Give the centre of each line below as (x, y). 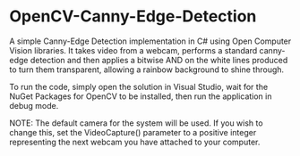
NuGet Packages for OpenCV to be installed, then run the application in (141, 96)
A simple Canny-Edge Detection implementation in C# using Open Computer (150, 41)
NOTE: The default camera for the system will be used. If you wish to (136, 123)
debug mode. (34, 105)
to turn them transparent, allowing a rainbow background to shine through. (147, 70)
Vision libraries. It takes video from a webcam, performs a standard (133, 50)
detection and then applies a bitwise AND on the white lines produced (159, 60)
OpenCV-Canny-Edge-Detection (133, 16)
